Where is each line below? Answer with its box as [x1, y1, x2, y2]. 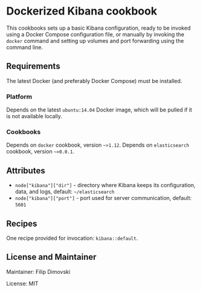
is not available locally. [6, 113, 62, 120]
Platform [6, 92, 32, 101]
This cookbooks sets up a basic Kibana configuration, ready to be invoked [6, 24, 191, 32]
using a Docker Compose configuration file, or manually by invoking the [6, 30, 185, 38]
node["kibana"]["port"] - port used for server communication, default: [14, 194, 192, 202]
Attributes [6, 165, 45, 176]
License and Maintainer [6, 252, 97, 262]
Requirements [6, 61, 60, 71]
